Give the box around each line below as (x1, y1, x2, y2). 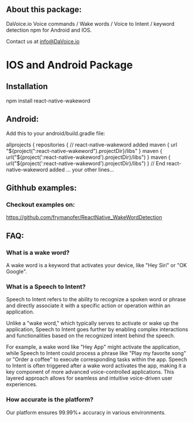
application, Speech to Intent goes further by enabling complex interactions (6, 326, 189, 333)
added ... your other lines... (49, 166, 114, 173)
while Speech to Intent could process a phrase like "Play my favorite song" (6, 350, 186, 357)
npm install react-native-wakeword (6, 97, 91, 104)
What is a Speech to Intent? (6, 283, 86, 291)
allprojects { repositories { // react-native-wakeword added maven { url (6, 141, 178, 148)
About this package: (6, 5, 82, 15)
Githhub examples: (6, 183, 77, 193)
